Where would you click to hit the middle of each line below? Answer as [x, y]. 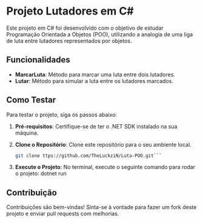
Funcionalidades [38, 60]
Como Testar [31, 100]
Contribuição [32, 192]
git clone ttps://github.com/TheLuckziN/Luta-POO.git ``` [88, 156]
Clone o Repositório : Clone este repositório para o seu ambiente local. [103, 144]
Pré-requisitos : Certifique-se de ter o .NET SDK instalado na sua [96, 126]
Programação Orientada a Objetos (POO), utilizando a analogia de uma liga [100, 34]
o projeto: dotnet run [41, 173]
